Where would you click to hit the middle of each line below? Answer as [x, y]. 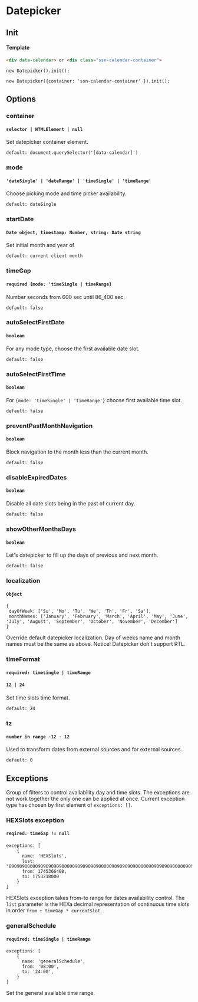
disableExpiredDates [37, 477]
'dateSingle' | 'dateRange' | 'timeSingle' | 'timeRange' [79, 181]
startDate [20, 219]
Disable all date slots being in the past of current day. [71, 504]
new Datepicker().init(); [38, 71]
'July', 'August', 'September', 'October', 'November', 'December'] [92, 622]
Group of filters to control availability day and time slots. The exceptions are [98, 792]
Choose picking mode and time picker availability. [66, 193]
